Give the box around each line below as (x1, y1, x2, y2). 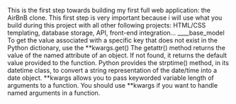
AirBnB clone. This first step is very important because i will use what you (7, 13, 223, 22)
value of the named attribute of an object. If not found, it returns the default (7, 51, 227, 59)
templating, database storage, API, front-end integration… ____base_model (7, 28, 225, 37)
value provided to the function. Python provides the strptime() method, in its (7, 59, 229, 67)
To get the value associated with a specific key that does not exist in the (7, 36, 218, 45)
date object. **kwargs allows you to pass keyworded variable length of (7, 74, 215, 82)
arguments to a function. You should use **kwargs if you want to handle (7, 81, 218, 89)
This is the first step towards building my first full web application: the (7, 6, 211, 14)
